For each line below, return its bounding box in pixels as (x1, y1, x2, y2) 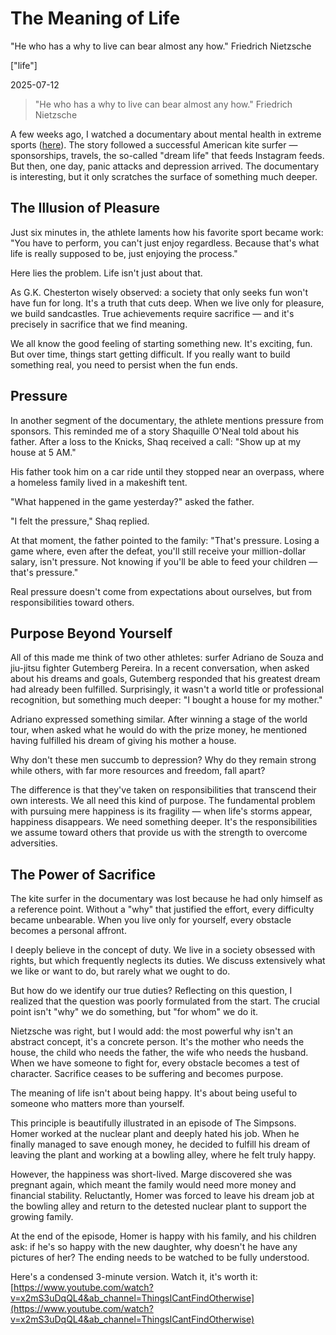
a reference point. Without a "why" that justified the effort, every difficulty (10, 903, 315, 916)
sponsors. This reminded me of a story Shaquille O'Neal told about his (10, 425, 300, 437)
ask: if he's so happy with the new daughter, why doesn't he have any (10, 1241, 298, 1253)
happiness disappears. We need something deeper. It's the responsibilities (10, 816, 318, 828)
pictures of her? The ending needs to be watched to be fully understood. (10, 1252, 310, 1264)
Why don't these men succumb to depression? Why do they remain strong (10, 754, 317, 766)
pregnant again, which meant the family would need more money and (10, 1179, 297, 1191)
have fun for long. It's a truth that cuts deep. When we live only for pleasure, (10, 297, 325, 309)
